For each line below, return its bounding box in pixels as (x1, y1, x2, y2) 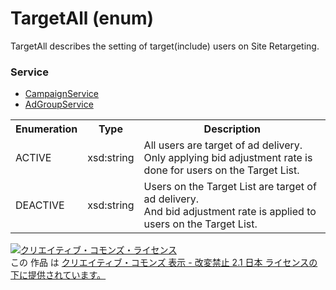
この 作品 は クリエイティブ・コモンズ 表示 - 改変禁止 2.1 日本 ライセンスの (10, 257, 318, 269)
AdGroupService (24, 98, 94, 111)
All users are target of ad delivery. (143, 138, 303, 152)
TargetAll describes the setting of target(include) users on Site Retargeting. (10, 40, 320, 52)
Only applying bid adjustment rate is (143, 151, 313, 165)
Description (203, 122, 262, 136)
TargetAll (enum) (10, 7, 155, 30)
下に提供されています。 (10, 269, 107, 281)
